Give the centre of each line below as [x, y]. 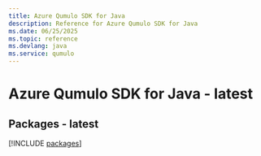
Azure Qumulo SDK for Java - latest [131, 94]
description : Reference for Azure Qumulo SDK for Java [103, 24]
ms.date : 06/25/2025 [43, 31]
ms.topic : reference [43, 39]
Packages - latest [54, 124]
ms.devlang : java [38, 46]
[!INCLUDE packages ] [45, 143]
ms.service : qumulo [41, 54]
